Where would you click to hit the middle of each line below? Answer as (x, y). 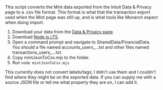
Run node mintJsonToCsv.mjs (41, 63)
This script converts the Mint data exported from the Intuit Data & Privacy (78, 7)
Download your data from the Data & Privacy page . (63, 32)
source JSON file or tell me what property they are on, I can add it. (72, 82)
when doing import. (25, 22)
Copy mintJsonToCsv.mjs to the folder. (51, 57)
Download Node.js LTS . (36, 37)
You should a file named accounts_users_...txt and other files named (81, 47)
